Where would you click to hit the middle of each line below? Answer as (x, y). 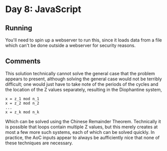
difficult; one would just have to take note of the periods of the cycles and (82, 84)
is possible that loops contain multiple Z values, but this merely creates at (81, 127)
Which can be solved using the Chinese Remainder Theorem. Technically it (83, 121)
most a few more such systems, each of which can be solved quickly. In (80, 132)
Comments (23, 61)
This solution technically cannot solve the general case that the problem (80, 73)
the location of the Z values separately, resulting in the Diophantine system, (84, 89)
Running (19, 28)
